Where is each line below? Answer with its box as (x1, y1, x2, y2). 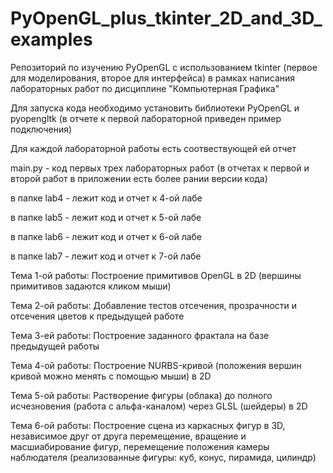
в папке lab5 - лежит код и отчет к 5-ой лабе (10, 211, 202, 223)
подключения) (10, 123, 73, 135)
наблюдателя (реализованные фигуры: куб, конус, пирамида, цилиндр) (10, 451, 317, 463)
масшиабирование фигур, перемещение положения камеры (10, 440, 270, 452)
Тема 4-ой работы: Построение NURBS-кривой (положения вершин (10, 359, 302, 371)
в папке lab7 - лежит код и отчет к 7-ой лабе (10, 250, 202, 262)
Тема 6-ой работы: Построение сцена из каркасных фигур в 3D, (10, 419, 286, 431)
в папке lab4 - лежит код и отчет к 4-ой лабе (10, 192, 203, 204)
